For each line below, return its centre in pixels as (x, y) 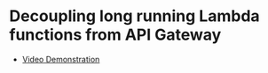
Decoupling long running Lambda (134, 16)
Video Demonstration (61, 59)
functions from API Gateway (115, 35)
